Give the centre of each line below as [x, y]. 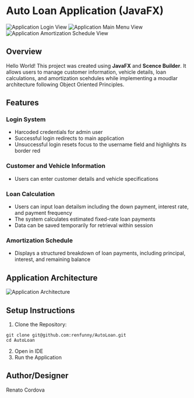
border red [27, 151]
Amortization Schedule [39, 240]
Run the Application [38, 357]
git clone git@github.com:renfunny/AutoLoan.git [66, 335]
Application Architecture [52, 278]
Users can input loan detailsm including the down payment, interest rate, [102, 207]
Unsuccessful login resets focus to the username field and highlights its [100, 145]
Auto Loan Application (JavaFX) [85, 11]
